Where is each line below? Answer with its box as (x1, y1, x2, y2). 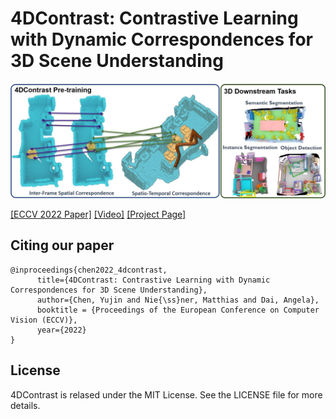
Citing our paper (10, 237, 115, 254)
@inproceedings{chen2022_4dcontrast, (10, 265, 168, 275)
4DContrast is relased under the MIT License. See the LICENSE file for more (10, 388, 323, 401)
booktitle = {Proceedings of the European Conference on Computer (36, 305, 320, 315)
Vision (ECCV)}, (10, 315, 78, 325)
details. (10, 399, 41, 411)
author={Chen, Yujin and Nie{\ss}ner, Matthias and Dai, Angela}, (36, 295, 320, 305)
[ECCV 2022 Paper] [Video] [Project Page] (10, 208, 187, 221)
